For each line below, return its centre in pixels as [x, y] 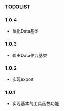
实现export [23, 79]
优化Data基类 [25, 31]
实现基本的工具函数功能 [35, 104]
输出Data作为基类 [30, 55]
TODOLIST [18, 7]
